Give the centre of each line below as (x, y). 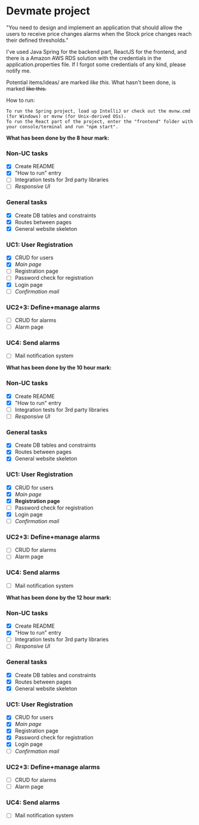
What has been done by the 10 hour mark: (59, 367)
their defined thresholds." (37, 40)
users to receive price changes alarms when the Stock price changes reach (99, 33)
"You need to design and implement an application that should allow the (94, 27)
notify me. (19, 70)
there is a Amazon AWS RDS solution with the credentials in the (84, 58)
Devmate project (48, 11)
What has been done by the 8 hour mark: (58, 138)
